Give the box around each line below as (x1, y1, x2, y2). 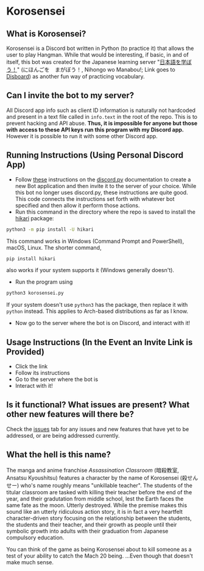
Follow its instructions (15, 370, 70, 377)
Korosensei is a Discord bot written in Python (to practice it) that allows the (6, 44, 194, 52)
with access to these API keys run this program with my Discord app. (6, 126, 184, 133)
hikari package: (15, 214, 54, 222)
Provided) (6, 346, 44, 357)
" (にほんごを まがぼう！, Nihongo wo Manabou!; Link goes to (17, 66, 175, 73)
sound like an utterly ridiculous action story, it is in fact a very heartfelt (6, 508, 183, 515)
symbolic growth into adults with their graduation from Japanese (6, 527, 169, 534)
